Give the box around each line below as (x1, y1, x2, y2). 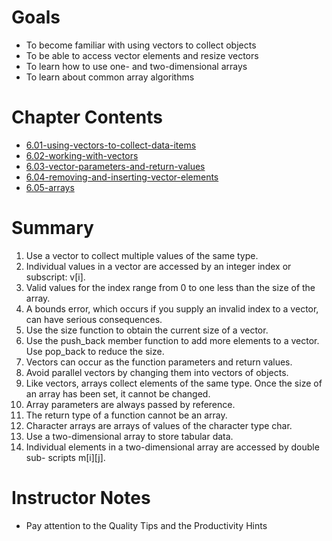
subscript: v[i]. (25, 271, 86, 283)
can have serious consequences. (25, 313, 163, 325)
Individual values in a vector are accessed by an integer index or (25, 260, 292, 272)
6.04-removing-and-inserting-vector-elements (25, 171, 219, 183)
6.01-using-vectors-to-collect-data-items (25, 139, 197, 151)
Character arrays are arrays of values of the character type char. (25, 419, 293, 431)
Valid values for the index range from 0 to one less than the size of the (25, 281, 316, 293)
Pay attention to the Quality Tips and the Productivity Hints (25, 519, 268, 531)
